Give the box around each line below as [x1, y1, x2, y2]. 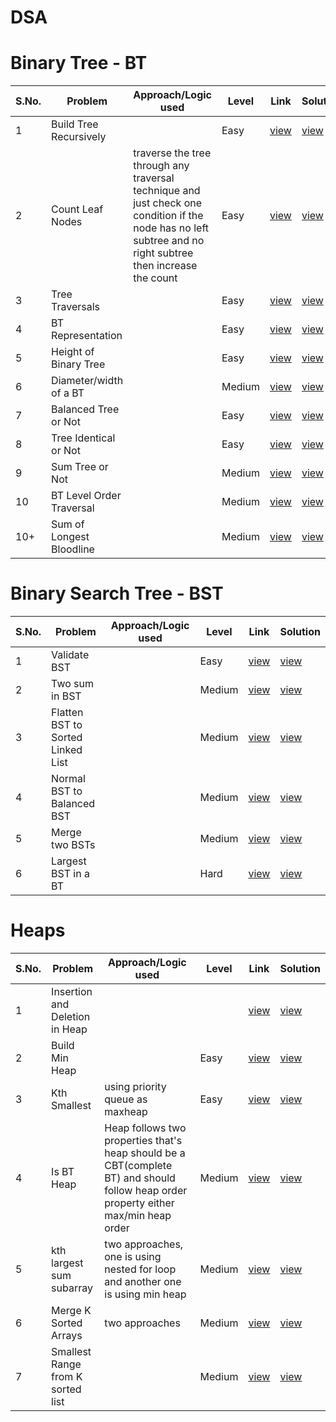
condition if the [133, 209, 204, 223]
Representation [51, 329, 123, 343]
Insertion [51, 985, 93, 998]
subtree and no [133, 234, 205, 248]
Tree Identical [51, 431, 116, 445]
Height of [51, 345, 95, 359]
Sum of [51, 517, 85, 531]
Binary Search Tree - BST [10, 582, 224, 605]
